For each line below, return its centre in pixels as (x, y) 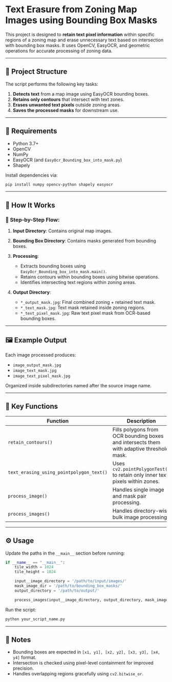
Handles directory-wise (141, 511)
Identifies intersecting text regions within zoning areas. (78, 282)
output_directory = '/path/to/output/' (57, 590)
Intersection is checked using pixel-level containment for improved (83, 663)
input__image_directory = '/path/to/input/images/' (71, 581)
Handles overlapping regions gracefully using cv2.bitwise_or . (78, 674)
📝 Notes (18, 640)
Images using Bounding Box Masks (81, 20)
